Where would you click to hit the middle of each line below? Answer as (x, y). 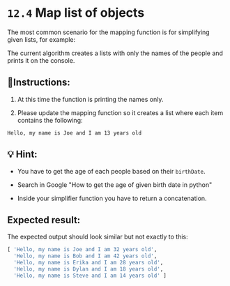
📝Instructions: (39, 83)
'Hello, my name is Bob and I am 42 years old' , (85, 256)
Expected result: (44, 220)
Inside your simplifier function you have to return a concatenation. (112, 198)
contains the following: (50, 120)
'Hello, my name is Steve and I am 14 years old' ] (90, 276)
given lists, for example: (41, 39)
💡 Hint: (22, 155)
